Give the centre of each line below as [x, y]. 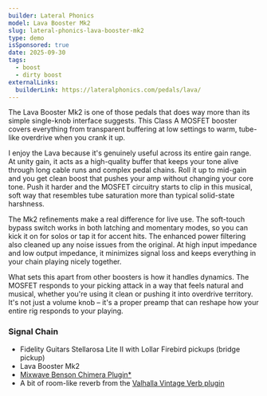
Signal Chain [33, 331]
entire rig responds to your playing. [66, 311]
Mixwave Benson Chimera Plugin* [76, 374]
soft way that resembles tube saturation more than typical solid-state [122, 195]
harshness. [27, 204]
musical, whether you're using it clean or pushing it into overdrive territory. [131, 294]
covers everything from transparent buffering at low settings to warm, [123, 129]
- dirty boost [39, 75]
